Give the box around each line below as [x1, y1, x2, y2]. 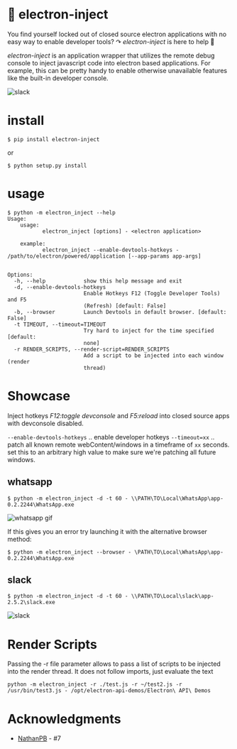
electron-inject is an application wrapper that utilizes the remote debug [7, 51, 215, 60]
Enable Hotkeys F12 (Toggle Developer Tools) [83, 290, 221, 297]
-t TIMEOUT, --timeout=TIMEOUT [13, 321, 106, 328]
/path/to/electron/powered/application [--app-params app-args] [7, 252, 202, 260]
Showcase [7, 388, 71, 404]
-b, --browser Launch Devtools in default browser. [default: [13, 308, 227, 315]
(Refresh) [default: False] [83, 302, 167, 310]
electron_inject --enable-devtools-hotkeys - [42, 246, 180, 253]
